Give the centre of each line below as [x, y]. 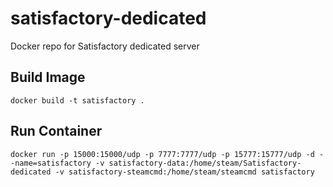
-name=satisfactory [51, 163]
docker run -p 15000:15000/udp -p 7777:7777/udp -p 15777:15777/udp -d [162, 154]
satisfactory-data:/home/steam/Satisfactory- [205, 163]
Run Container [56, 131]
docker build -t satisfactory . [77, 100]
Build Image [48, 77]
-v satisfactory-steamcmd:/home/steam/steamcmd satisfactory [184, 172]
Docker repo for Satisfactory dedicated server [105, 46]
